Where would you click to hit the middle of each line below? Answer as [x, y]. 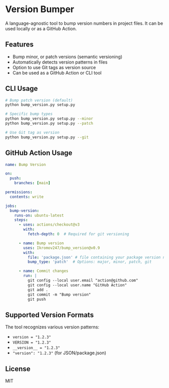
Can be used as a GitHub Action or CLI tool [57, 73]
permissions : [19, 192]
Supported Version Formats [50, 315]
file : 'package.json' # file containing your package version [94, 257]
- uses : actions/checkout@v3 [49, 225]
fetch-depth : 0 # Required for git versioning [78, 234]
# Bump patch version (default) [39, 100]
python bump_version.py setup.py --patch [49, 124]
